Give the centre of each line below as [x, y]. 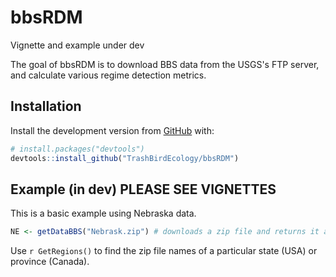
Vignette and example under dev [77, 45]
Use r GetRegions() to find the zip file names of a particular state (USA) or [164, 251]
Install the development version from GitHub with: [112, 130]
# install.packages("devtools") [77, 149]
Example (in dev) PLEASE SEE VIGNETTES [143, 189]
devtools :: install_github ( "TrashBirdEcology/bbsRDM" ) [125, 158]
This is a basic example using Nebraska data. [103, 213]
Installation [46, 106]
